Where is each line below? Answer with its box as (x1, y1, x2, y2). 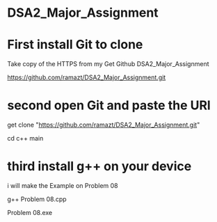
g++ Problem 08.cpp (7, 195, 67, 203)
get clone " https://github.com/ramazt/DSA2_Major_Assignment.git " (7, 120, 200, 129)
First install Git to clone (7, 37, 143, 53)
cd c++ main (7, 134, 44, 143)
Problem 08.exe (7, 209, 53, 216)
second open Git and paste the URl (7, 97, 211, 113)
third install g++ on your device (7, 159, 192, 175)
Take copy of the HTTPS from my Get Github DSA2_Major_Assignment (7, 60, 209, 68)
